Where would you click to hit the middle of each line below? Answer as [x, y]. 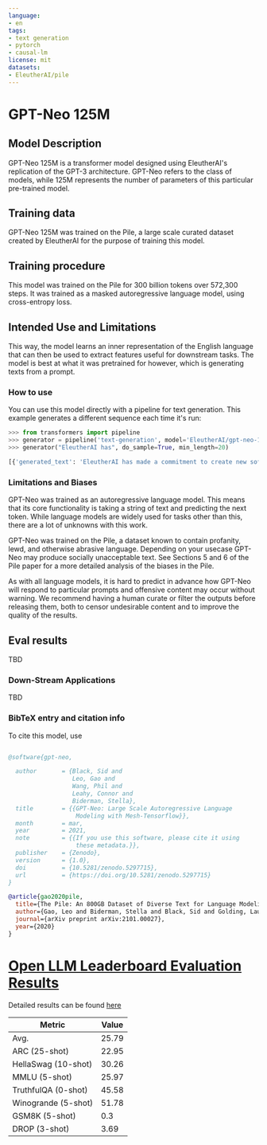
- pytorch [25, 45]
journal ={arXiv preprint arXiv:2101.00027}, [90, 920]
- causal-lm [28, 53]
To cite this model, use [45, 735]
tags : [17, 30]
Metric [52, 1025]
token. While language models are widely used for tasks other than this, [126, 517]
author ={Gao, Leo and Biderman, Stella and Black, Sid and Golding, [131, 912]
